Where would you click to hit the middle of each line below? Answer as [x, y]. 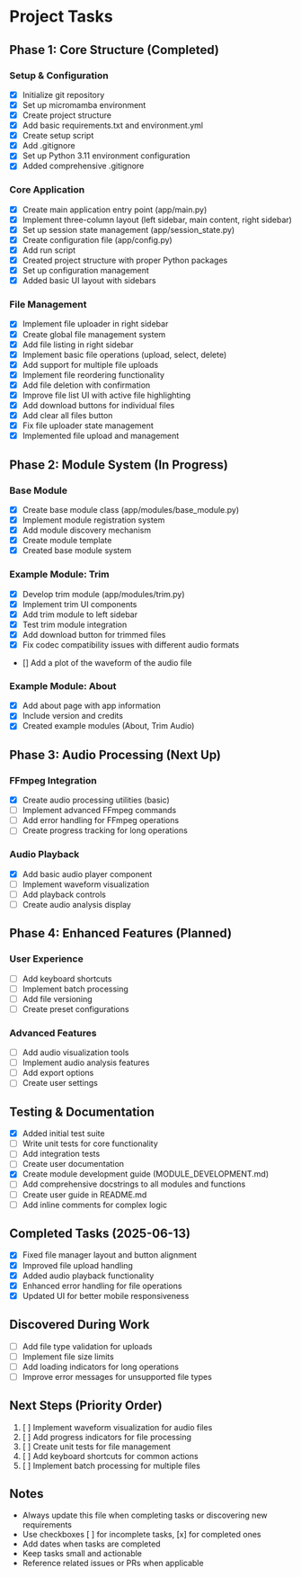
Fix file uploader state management [88, 426]
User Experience [46, 959]
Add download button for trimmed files [94, 634]
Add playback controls [64, 894]
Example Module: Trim [59, 575]
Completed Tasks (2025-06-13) [100, 1234]
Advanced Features [53, 1033]
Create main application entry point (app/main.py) [115, 210]
